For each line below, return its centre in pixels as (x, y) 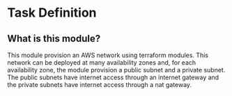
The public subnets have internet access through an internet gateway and (113, 77)
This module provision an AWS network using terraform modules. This (108, 55)
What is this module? (54, 39)
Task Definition (52, 13)
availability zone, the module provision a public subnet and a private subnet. (116, 70)
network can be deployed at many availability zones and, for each (102, 63)
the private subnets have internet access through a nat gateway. (100, 85)
